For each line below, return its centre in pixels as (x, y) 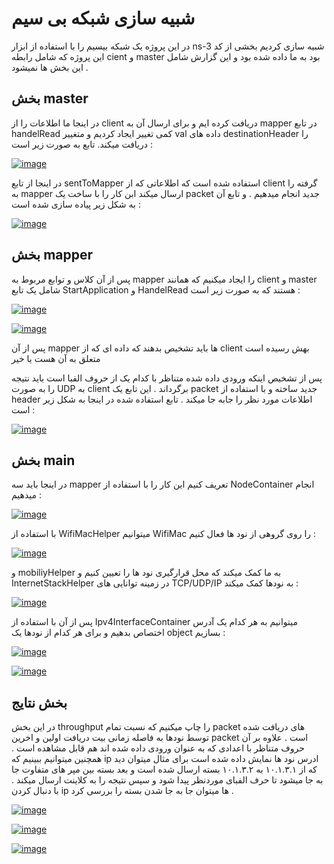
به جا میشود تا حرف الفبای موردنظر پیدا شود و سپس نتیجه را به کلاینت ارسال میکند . (167, 780)
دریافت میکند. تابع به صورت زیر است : (82, 144)
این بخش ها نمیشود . (50, 67)
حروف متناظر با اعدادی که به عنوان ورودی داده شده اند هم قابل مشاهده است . (158, 748)
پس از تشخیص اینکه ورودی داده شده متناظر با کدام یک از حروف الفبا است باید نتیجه (167, 378)
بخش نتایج (39, 702)
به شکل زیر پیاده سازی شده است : (76, 204)
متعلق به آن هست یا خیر (56, 358)
